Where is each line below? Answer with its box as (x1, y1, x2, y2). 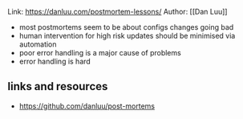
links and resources (7, 80, 108, 93)
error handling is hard (18, 56, 91, 66)
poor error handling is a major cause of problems (18, 48, 181, 57)
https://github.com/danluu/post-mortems (18, 101, 156, 111)
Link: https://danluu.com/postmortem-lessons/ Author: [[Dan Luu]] (7, 7, 228, 16)
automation (18, 39, 57, 49)
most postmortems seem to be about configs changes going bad (18, 23, 234, 31)
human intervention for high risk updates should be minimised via (18, 31, 236, 40)
